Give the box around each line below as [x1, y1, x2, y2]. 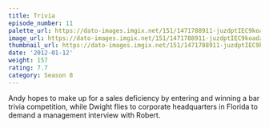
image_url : [8, 34, 45, 42]
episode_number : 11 [8, 19, 74, 27]
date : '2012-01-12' [8, 49, 74, 57]
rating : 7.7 [8, 64, 48, 72]
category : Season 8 [8, 71, 74, 79]
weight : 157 [8, 57, 48, 65]
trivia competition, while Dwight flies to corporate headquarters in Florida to [8, 102, 259, 111]
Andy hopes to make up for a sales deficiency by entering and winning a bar [8, 93, 260, 102]
